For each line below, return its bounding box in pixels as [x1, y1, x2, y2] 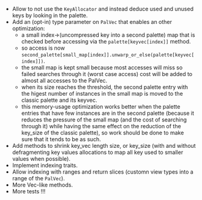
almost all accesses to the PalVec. [21, 77, 108, 84]
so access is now [21, 44, 65, 52]
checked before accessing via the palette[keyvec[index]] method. [21, 38, 191, 45]
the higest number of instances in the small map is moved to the [21, 90, 184, 97]
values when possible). [12, 155, 70, 162]
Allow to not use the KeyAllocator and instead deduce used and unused [12, 6, 194, 12]
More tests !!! [12, 188, 46, 195]
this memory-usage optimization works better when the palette [21, 103, 181, 110]
